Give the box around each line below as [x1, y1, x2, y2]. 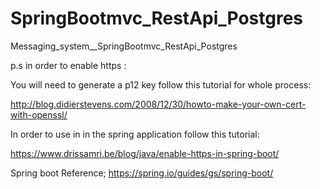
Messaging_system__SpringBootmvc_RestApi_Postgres [10, 40, 238, 52]
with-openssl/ [10, 108, 68, 121]
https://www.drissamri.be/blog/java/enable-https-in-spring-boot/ [10, 147, 280, 159]
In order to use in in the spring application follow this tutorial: [10, 128, 260, 140]
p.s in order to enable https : [10, 59, 127, 71]
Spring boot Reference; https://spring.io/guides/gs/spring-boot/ [10, 167, 274, 179]
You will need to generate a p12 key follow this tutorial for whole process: [10, 78, 312, 91]
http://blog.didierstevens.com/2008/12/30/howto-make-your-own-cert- [10, 98, 307, 110]
